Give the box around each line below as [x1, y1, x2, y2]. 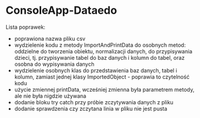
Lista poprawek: [5, 23, 46, 31]
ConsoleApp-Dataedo [5, 4, 117, 17]
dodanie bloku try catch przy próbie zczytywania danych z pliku [14, 98, 174, 105]
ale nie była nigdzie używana [14, 92, 87, 99]
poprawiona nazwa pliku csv [14, 35, 86, 42]
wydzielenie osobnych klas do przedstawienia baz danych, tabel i [14, 66, 177, 74]
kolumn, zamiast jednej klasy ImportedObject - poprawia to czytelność [14, 73, 190, 80]
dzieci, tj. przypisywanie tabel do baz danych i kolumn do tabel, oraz [14, 54, 185, 61]
